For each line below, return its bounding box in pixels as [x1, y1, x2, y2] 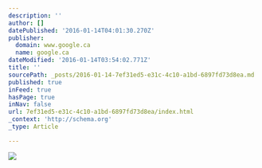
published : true [8, 78, 62, 86]
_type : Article [8, 123, 59, 131]
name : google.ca [15, 49, 69, 57]
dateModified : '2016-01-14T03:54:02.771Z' [8, 57, 151, 64]
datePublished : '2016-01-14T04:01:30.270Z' [8, 26, 155, 34]
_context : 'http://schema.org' [8, 115, 112, 123]
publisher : [8, 33, 45, 42]
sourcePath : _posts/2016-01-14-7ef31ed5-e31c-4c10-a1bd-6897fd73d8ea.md [8, 71, 255, 79]
